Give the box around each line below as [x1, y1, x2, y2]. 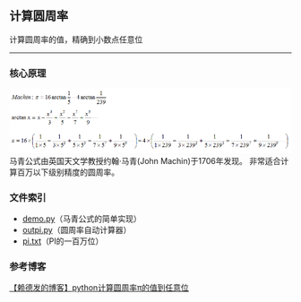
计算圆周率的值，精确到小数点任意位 [9, 34, 143, 45]
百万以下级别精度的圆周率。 [16, 167, 119, 177]
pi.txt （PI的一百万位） [21, 236, 104, 246]
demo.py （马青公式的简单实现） [21, 213, 142, 224]
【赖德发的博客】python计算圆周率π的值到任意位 [9, 282, 190, 293]
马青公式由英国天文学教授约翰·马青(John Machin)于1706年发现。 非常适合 [9, 155, 281, 166]
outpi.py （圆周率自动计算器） [21, 225, 132, 236]
